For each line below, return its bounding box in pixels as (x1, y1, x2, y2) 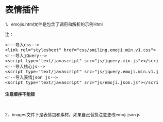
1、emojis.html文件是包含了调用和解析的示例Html (5, 21, 103, 27)
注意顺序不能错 (5, 91, 35, 97)
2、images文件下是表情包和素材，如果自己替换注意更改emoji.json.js (5, 112, 141, 118)
